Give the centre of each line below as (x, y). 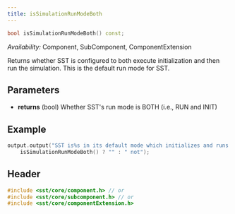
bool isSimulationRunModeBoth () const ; (66, 33)
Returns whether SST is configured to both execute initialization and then (114, 60)
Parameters (34, 90)
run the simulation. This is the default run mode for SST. (89, 68)
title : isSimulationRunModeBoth (55, 14)
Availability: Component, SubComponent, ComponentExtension (100, 47)
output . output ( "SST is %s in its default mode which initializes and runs (118, 145)
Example (27, 129)
